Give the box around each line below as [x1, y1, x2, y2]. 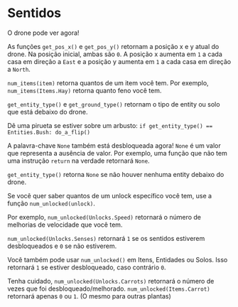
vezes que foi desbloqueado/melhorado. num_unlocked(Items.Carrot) [7, 284, 211, 293]
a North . [7, 65, 31, 73]
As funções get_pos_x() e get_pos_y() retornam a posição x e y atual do [7, 42, 220, 50]
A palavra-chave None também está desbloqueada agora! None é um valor [7, 141, 222, 150]
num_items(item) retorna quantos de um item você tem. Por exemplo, [7, 78, 209, 87]
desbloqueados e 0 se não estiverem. [7, 242, 117, 250]
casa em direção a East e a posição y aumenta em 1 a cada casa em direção [7, 57, 232, 65]
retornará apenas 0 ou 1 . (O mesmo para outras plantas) [7, 291, 172, 300]
